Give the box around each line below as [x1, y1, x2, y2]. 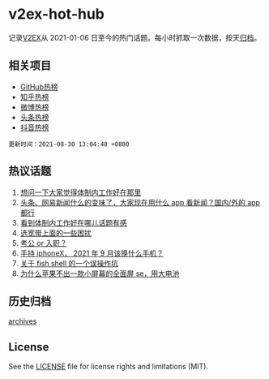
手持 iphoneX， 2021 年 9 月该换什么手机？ [19, 248, 164, 258]
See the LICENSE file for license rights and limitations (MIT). [8, 362, 209, 372]
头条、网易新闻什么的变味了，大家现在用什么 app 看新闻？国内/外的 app [19, 197, 261, 207]
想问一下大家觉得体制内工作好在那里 [19, 187, 142, 197]
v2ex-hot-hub [8, 5, 105, 24]
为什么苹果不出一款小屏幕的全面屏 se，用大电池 [19, 269, 180, 278]
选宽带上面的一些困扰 [19, 228, 92, 238]
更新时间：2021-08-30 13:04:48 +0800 [8, 140, 130, 149]
